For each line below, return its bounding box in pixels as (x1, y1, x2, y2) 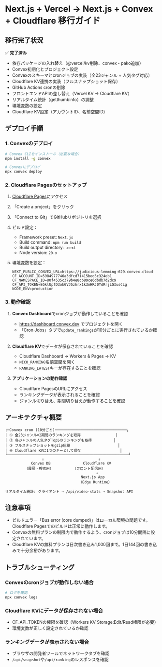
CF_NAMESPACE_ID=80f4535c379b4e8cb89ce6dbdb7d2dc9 (12, 278, 117, 283)
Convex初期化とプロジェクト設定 (12, 67, 78, 72)
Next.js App (80, 475, 105, 479)
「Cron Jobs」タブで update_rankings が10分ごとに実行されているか (19, 327, 153, 333)
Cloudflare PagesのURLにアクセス (19, 385, 88, 392)
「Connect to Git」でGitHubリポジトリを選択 (12, 214, 102, 220)
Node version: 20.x (19, 250, 58, 256)
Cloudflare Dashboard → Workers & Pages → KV (19, 353, 116, 359)
